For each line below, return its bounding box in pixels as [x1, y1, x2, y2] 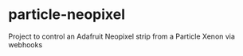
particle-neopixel [8, 6, 126, 24]
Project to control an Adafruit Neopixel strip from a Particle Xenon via [8, 32, 235, 41]
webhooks [8, 39, 43, 49]
